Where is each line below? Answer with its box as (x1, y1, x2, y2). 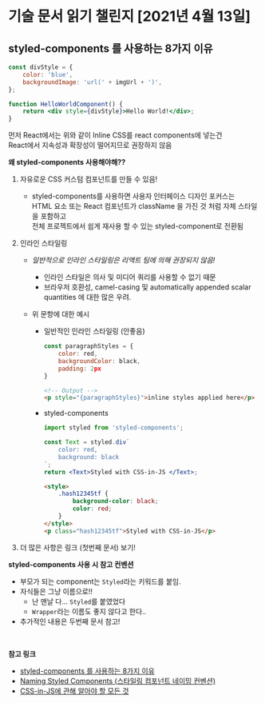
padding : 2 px (58, 365, 101, 373)
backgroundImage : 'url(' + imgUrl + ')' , (22, 78, 162, 86)
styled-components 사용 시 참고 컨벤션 (8, 559, 134, 569)
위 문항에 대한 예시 (31, 310, 90, 319)
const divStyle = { (8, 63, 73, 71)
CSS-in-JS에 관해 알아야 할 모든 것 (19, 685, 129, 696)
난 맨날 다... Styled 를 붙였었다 (31, 597, 126, 606)
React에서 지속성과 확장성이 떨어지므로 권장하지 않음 (8, 141, 172, 150)
